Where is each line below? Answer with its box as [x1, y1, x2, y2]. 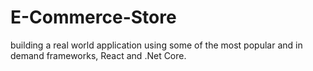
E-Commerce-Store [10, 6, 177, 29]
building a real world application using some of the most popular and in [10, 39, 303, 51]
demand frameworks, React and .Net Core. [10, 49, 187, 61]
